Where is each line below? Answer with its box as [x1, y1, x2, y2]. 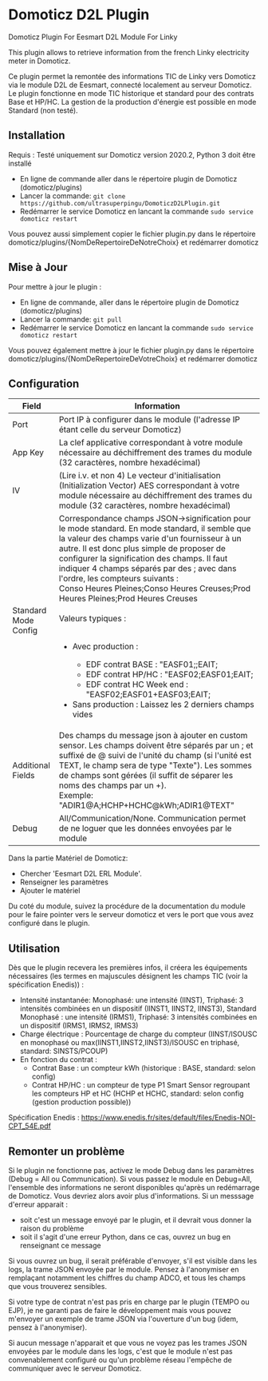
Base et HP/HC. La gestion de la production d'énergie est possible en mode [8, 97, 257, 106]
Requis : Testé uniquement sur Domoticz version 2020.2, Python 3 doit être [8, 150, 256, 159]
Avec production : [72, 641, 139, 653]
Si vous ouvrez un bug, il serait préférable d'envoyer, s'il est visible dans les [8, 1256, 258, 1265]
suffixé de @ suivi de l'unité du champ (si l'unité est [58, 750, 252, 761]
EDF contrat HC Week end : [85, 679, 189, 690]
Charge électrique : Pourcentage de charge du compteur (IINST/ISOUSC [19, 1029, 258, 1039]
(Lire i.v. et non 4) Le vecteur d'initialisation [58, 470, 221, 481]
